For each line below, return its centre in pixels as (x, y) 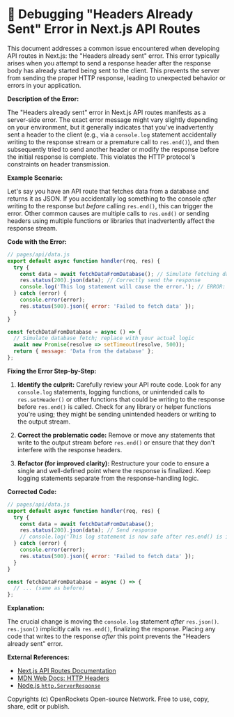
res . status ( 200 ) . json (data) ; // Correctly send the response (110, 280)
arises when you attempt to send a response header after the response (109, 63)
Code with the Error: (37, 241)
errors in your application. (44, 85)
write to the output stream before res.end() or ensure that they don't (116, 442)
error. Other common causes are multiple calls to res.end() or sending (108, 213)
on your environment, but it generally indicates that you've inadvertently (110, 127)
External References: (38, 657)
